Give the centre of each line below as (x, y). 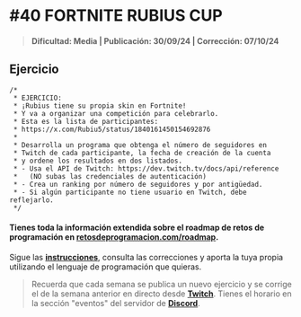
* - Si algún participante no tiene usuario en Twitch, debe (130, 192)
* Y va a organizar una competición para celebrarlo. (116, 113)
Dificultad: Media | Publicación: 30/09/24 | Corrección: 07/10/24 (155, 40)
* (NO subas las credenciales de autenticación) (110, 176)
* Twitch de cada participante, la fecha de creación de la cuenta (142, 153)
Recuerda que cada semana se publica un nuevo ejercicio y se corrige (161, 284)
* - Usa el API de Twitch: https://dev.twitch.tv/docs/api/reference (146, 168)
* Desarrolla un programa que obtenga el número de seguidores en (140, 145)
